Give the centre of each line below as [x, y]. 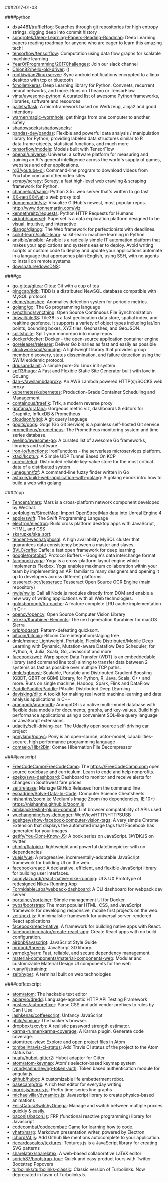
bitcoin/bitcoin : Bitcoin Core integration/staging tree [66, 635]
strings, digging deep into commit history [55, 32]
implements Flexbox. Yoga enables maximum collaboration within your [85, 566]
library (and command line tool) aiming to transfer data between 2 [80, 662]
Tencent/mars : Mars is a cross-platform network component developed [86, 502]
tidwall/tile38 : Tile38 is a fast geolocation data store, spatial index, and [85, 318]
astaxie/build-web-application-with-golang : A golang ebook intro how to [87, 477]
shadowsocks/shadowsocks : [42, 128]
